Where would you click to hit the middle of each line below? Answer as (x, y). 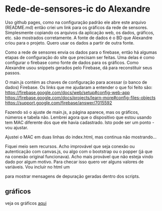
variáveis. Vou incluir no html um (37, 167)
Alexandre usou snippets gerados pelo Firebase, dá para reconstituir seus (79, 68)
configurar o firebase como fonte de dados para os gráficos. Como (72, 62)
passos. (13, 73)
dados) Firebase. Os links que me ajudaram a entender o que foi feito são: (79, 87)
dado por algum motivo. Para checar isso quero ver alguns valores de (74, 162)
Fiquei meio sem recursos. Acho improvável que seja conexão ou (70, 146)
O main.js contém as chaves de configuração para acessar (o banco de (76, 82)
